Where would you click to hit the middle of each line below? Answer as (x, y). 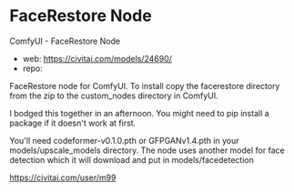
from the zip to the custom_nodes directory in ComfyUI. (114, 96)
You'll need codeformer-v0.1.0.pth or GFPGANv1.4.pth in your (124, 140)
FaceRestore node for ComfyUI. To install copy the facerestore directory (145, 86)
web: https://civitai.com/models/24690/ (97, 58)
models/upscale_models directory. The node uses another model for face (147, 150)
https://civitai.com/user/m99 (63, 177)
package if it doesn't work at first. (73, 123)
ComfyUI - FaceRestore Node (65, 41)
